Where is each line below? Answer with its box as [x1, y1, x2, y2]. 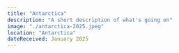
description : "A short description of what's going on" [7, 17, 173, 23]
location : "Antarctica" [7, 29, 77, 36]
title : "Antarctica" [7, 10, 68, 17]
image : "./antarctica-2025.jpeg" [7, 23, 104, 30]
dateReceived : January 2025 [7, 36, 89, 43]
